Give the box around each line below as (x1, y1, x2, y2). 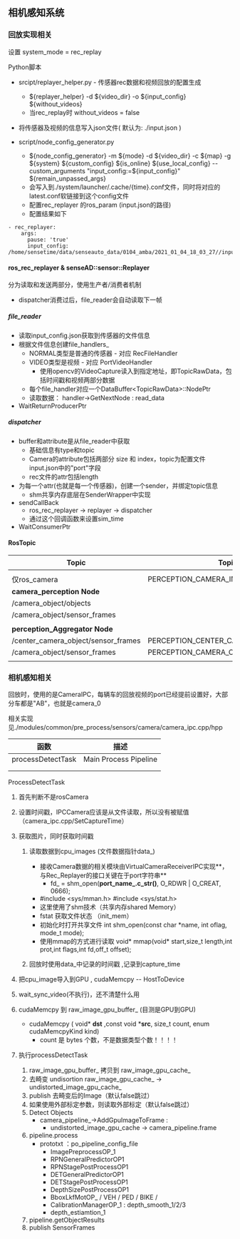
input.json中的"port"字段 (28, 463, 102, 472)
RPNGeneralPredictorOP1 (50, 1155, 125, 1164)
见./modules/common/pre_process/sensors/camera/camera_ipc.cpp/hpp (8, 723, 223, 732)
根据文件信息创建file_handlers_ (18, 340, 110, 348)
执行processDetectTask (18, 1051, 88, 1059)
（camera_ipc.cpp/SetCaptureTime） (18, 817, 128, 825)
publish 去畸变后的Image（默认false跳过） (28, 1091, 154, 1100)
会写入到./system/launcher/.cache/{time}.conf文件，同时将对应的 (28, 183, 221, 191)
